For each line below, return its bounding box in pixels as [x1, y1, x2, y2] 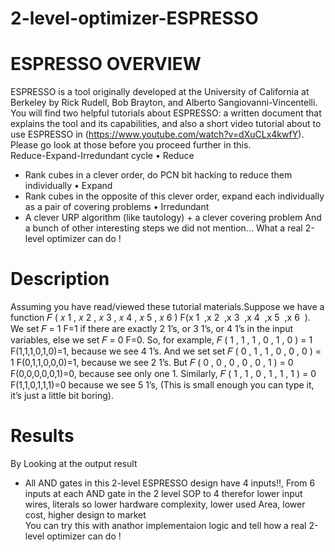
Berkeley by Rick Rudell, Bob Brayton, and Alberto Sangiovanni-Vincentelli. [10, 97, 318, 109]
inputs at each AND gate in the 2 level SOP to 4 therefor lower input [24, 488, 303, 499]
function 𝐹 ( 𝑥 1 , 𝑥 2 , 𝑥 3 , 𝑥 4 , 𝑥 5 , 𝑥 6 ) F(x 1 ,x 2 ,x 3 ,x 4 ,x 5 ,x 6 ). [10, 312, 311, 324]
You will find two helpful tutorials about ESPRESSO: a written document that [10, 107, 322, 119]
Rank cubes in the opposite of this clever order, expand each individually [24, 190, 325, 202]
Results [10, 425, 75, 447]
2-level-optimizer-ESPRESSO [10, 7, 259, 30]
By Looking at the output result [10, 458, 138, 469]
